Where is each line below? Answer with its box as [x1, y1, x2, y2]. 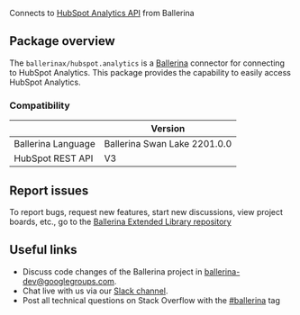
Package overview [9, 33, 115, 49]
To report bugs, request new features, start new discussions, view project [9, 206, 284, 217]
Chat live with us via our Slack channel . [22, 285, 168, 296]
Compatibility [9, 99, 70, 112]
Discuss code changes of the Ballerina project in [22, 265, 203, 277]
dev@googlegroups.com [22, 275, 115, 286]
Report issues [9, 183, 89, 198]
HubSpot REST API [14, 152, 94, 165]
